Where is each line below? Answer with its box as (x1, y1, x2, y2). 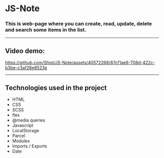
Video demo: (5, 47, 45, 55)
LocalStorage (12, 128, 40, 134)
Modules (12, 138, 30, 144)
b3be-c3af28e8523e (5, 65, 47, 71)
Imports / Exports (12, 143, 47, 149)
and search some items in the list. (5, 26, 86, 33)
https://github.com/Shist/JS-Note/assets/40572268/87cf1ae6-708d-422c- (5, 59, 155, 66)
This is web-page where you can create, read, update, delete (5, 20, 152, 27)
